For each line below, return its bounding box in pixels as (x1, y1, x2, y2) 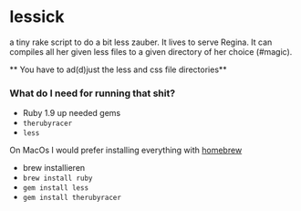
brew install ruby (22, 174, 93, 184)
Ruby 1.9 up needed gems (22, 108, 121, 119)
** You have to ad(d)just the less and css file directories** (9, 64, 228, 75)
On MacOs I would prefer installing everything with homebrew (9, 144, 243, 156)
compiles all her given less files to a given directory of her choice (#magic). (9, 46, 293, 57)
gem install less (22, 184, 89, 193)
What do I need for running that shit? (9, 87, 176, 100)
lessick (9, 6, 65, 27)
